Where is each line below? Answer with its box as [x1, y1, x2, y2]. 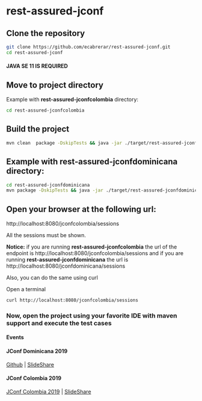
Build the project [6, 124, 70, 134]
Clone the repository [6, 28, 85, 38]
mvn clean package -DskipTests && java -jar [6, 140, 122, 146]
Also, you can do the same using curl [6, 274, 98, 282]
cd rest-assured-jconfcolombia [6, 107, 85, 113]
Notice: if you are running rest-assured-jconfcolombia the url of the [6, 243, 177, 250]
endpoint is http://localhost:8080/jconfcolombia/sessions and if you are [6, 250, 184, 257]
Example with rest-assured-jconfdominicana [6, 157, 178, 167]
